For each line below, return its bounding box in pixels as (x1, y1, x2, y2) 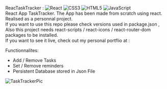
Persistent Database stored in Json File (12, 68, 96, 74)
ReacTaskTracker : (5, 5, 44, 11)
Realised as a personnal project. (5, 16, 73, 21)
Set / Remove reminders (12, 63, 64, 69)
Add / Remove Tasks (12, 57, 56, 63)
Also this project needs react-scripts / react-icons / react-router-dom (5, 27, 151, 33)
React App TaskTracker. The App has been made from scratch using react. (5, 10, 162, 16)
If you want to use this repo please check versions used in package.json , (5, 21, 160, 27)
